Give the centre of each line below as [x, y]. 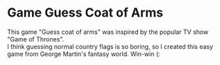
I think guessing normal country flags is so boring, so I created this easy [110, 46]
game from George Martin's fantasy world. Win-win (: [84, 54]
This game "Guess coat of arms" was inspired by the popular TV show [108, 32]
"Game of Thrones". [36, 39]
